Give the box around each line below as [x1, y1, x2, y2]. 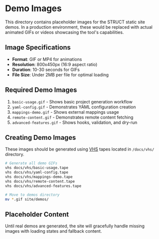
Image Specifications [5, 43, 71, 51]
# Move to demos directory [5, 192, 60, 197]
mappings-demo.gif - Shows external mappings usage [12, 109, 119, 115]
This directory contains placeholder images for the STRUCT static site [5, 19, 145, 25]
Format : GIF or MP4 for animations [12, 56, 82, 62]
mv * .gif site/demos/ [5, 197, 49, 202]
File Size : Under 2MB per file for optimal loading [12, 71, 109, 78]
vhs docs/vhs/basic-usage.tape [5, 166, 69, 171]
